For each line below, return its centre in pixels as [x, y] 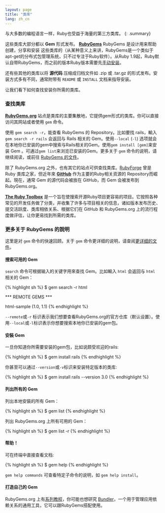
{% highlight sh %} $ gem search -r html [46, 287]
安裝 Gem [15, 335]
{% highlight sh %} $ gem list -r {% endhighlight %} [58, 431]
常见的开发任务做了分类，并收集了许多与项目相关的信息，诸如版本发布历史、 [83, 203]
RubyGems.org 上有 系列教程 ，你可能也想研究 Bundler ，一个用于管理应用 [79, 499]
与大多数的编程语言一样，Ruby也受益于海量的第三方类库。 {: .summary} [78, 34]
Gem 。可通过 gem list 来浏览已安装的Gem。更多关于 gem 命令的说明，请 [84, 151]
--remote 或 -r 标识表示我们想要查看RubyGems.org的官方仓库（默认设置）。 [81, 317]
